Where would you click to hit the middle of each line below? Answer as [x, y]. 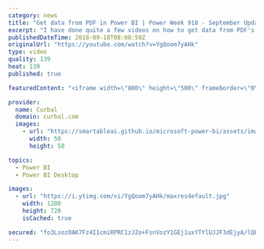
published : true [35, 74]
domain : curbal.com [47, 117]
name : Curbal [37, 110]
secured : [22, 233]
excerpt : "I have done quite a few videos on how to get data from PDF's [132, 30]
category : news [33, 15]
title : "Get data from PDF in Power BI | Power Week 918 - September [125, 23]
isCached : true [47, 218]
